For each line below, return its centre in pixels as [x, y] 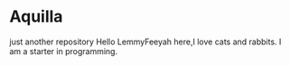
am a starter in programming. [64, 51]
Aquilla [36, 17]
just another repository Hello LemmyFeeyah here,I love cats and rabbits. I [145, 42]
